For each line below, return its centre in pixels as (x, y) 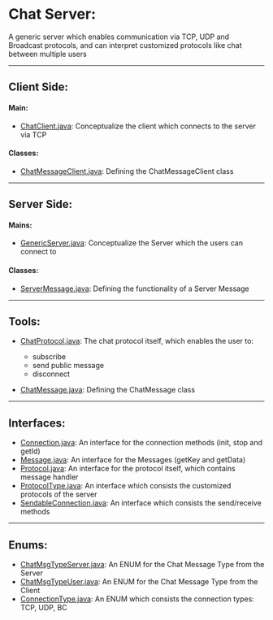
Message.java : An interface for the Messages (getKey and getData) (133, 460)
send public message (68, 366)
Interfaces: (37, 423)
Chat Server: (52, 14)
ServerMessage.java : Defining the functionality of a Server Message (134, 288)
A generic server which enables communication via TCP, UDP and (119, 37)
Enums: (28, 545)
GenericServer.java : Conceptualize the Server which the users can (132, 243)
